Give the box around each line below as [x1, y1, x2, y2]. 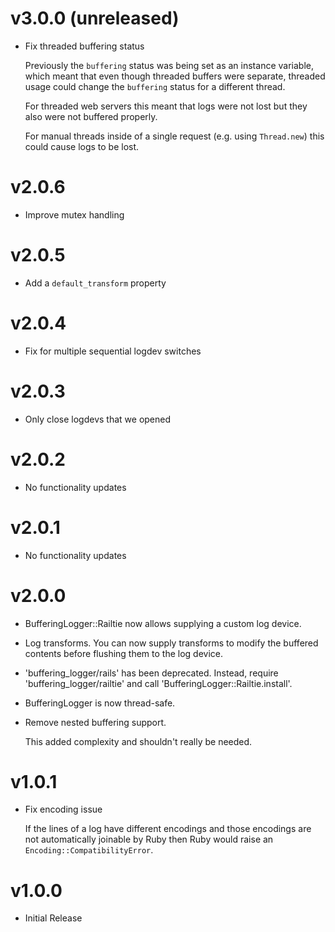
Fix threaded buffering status [24, 40, 145, 52]
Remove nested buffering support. [24, 716, 167, 728]
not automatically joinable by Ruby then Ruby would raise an [24, 833, 274, 846]
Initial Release [24, 912, 83, 924]
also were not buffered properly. [24, 110, 158, 122]
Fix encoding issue [24, 803, 103, 816]
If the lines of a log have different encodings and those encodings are [24, 823, 312, 835]
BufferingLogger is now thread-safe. [24, 697, 176, 709]
